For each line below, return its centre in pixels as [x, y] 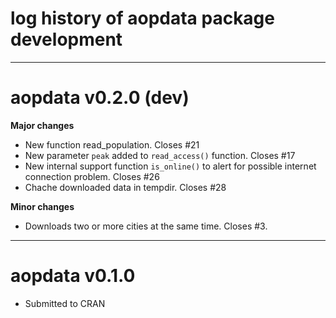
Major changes [42, 125]
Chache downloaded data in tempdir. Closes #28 [125, 187]
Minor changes [42, 206]
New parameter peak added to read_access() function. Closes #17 [160, 155]
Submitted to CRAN [65, 303]
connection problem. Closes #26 [92, 176]
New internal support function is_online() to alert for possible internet [170, 166]
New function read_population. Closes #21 [112, 144]
